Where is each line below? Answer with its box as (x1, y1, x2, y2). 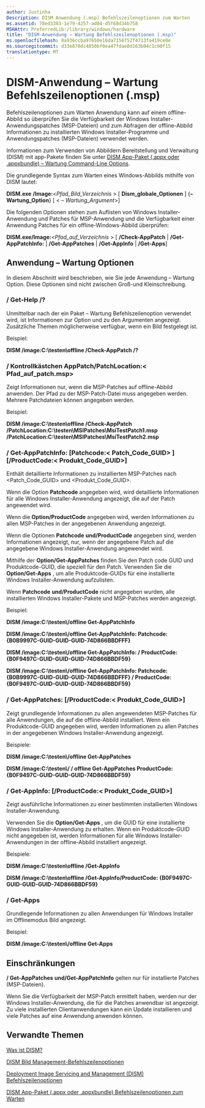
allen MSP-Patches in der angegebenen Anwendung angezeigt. (6, 520, 166, 528)
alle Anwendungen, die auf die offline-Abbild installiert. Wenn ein (6, 716, 170, 723)
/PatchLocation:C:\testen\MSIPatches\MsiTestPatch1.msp (6, 427, 158, 434)
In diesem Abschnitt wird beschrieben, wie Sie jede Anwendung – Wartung (6, 274, 195, 281)
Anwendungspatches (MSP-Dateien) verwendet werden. (6, 134, 149, 142)
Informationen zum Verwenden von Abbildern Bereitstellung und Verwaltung (6, 147, 199, 154)
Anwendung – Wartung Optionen (6, 258, 135, 268)
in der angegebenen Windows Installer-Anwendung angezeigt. (6, 729, 164, 736)
